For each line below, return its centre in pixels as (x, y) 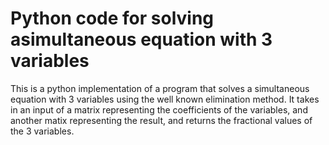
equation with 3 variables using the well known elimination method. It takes (165, 99)
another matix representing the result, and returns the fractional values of (161, 120)
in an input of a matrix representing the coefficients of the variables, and (159, 109)
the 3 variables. (42, 131)
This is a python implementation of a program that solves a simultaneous (160, 88)
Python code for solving (112, 18)
